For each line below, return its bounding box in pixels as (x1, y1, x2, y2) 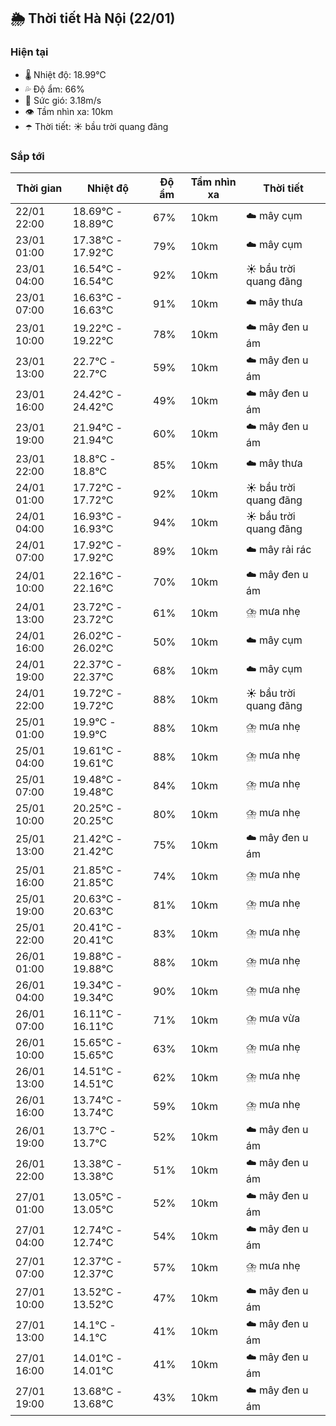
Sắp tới (10, 149, 45, 163)
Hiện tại (10, 45, 49, 59)
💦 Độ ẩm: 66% (24, 83, 85, 95)
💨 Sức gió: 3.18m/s (24, 94, 102, 106)
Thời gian (16, 181, 63, 195)
